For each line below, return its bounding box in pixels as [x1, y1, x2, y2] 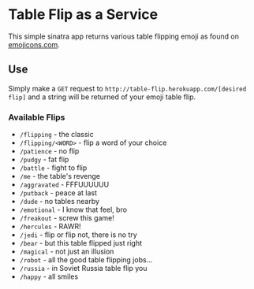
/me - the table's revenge [19, 172, 101, 181]
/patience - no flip [19, 146, 80, 156]
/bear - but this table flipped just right [19, 239, 143, 248]
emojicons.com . [8, 39, 61, 49]
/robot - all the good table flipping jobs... [19, 255, 153, 265]
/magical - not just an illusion [19, 246, 114, 257]
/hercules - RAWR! [19, 222, 81, 232]
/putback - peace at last [19, 188, 97, 198]
